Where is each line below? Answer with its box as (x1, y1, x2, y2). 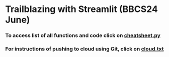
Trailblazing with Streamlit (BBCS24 (5, 3, 158, 15)
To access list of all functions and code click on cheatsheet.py (5, 32, 161, 39)
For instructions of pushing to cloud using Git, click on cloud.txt (5, 45, 164, 52)
